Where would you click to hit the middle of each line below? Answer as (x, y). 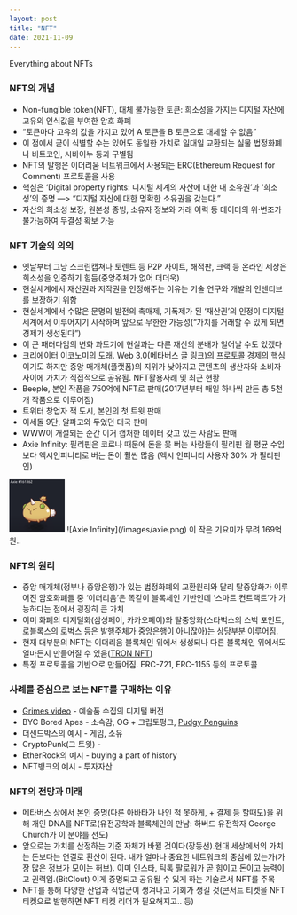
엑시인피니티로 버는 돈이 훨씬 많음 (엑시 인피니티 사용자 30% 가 (148, 455)
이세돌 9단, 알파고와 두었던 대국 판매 (85, 422)
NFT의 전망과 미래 (46, 792)
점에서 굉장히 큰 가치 (88, 609)
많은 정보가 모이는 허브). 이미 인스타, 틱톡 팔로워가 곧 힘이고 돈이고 (146, 868)
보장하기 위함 (54, 300)
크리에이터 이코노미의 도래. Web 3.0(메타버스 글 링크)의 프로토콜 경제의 (145, 355)
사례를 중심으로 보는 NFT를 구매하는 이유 (91, 690)
